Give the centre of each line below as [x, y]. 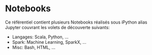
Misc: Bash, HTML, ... [33, 47]
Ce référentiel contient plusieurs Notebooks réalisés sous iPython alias [76, 22]
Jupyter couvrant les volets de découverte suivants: [57, 27]
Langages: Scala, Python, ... [40, 37]
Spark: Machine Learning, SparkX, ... [49, 42]
